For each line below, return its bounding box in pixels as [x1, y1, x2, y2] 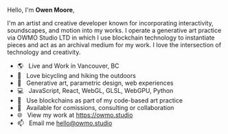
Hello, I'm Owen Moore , [7, 6, 75, 14]
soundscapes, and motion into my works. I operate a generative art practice [7, 27, 222, 34]
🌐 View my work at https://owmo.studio [16, 111, 133, 119]
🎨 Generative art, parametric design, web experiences [16, 79, 174, 87]
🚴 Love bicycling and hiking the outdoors [16, 72, 136, 79]
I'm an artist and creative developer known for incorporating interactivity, [7, 19, 214, 27]
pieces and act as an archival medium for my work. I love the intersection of [7, 41, 222, 49]
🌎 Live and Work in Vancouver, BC [16, 62, 119, 70]
